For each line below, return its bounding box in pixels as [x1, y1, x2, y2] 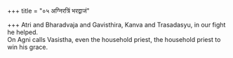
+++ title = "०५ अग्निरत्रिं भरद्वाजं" [7, 7, 90, 15]
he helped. [7, 28, 39, 36]
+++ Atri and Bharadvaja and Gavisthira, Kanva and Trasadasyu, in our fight [7, 21, 226, 29]
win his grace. [7, 43, 48, 51]
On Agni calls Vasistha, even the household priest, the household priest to [7, 36, 221, 43]
